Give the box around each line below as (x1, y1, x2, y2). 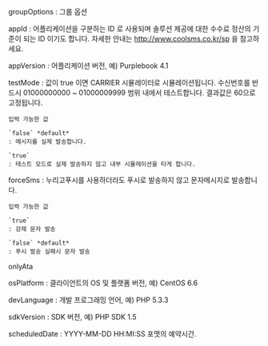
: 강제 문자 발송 (8, 225, 56, 233)
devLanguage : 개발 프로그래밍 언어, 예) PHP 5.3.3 (8, 295, 169, 304)
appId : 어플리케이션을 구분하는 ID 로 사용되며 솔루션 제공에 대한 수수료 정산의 (8, 24, 251, 34)
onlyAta (8, 262, 34, 271)
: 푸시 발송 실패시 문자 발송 (8, 248, 90, 256)
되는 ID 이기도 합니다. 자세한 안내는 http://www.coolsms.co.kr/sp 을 (22, 34, 238, 43)
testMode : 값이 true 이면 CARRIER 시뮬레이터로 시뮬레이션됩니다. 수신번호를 (8, 78, 250, 87)
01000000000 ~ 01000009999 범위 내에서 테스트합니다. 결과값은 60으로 (22, 88, 256, 97)
